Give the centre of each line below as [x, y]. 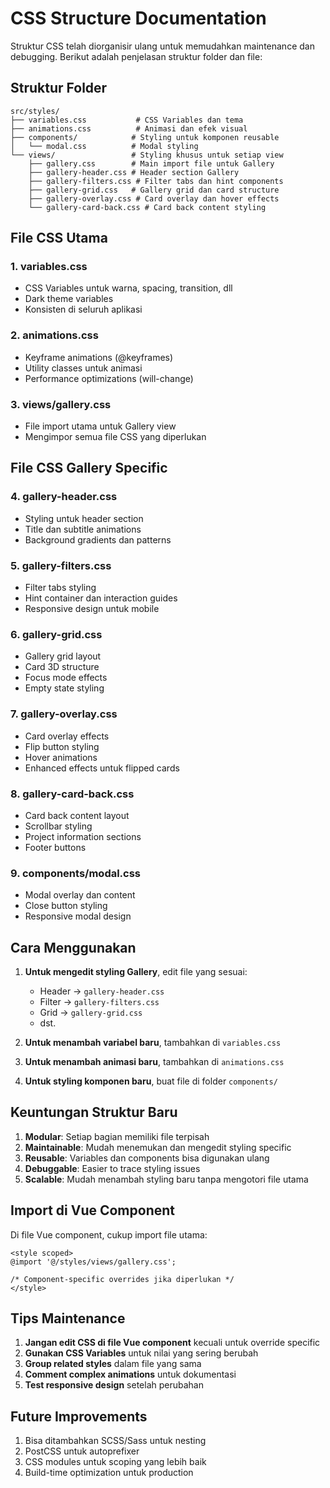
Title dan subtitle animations [83, 529]
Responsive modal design [78, 916]
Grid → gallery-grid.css [91, 1013]
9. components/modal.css [76, 873]
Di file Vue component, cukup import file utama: [109, 1234]
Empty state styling [64, 688]
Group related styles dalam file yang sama [113, 1364]
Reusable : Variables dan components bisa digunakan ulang [147, 1158]
